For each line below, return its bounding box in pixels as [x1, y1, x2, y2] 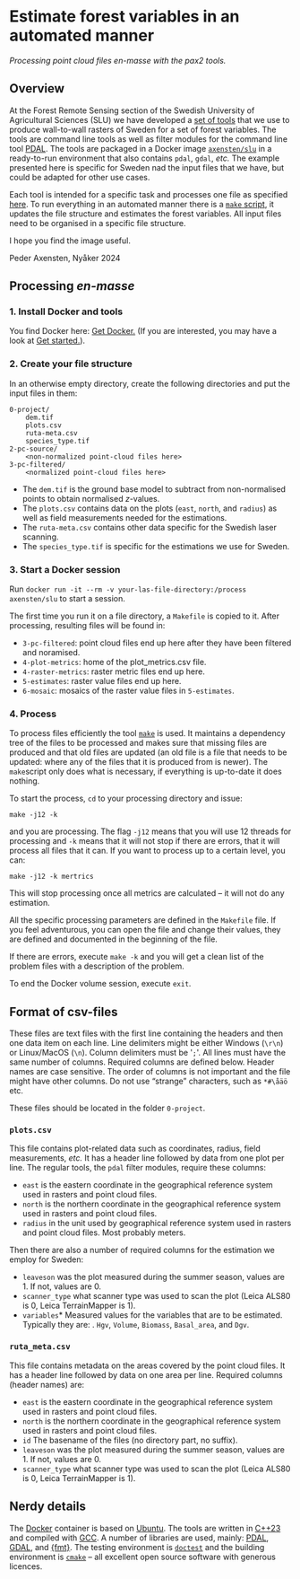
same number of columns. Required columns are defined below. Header [9, 1057, 275, 1067]
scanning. [21, 531, 60, 542]
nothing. [9, 776, 40, 786]
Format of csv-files [9, 1004, 118, 1020]
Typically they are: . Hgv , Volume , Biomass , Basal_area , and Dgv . [21, 1320, 250, 1330]
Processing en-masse [9, 278, 135, 294]
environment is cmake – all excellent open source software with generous [9, 1551, 276, 1562]
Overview [9, 81, 65, 96]
